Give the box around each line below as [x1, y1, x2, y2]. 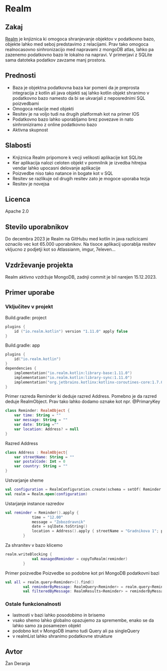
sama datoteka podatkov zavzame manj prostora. [5, 57, 106, 63]
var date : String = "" [14, 422, 59, 427]
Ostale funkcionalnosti [5, 600, 61, 607]
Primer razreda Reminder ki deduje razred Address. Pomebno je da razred [5, 393, 157, 399]
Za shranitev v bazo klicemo [5, 542, 63, 548]
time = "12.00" [31, 515, 64, 520]
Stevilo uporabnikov [5, 223, 69, 231]
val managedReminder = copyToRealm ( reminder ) [31, 556, 128, 561]
